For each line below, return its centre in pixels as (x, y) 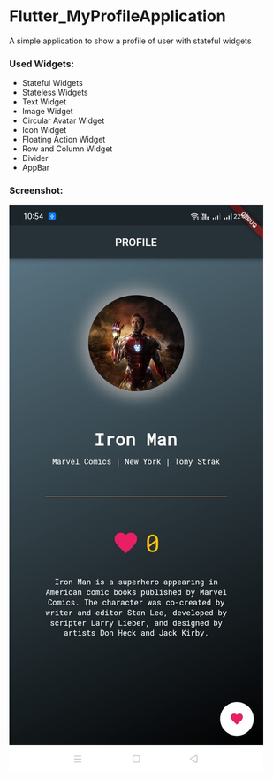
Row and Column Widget (67, 149)
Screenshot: (36, 190)
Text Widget (44, 102)
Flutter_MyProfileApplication (118, 16)
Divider (35, 158)
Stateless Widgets (55, 93)
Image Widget (47, 112)
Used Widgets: (42, 64)
